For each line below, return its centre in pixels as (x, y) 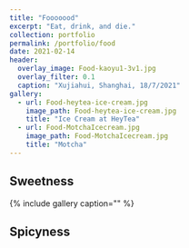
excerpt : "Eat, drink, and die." (73, 26)
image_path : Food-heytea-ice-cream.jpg (101, 111)
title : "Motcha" (57, 144)
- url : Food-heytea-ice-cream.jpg (83, 102)
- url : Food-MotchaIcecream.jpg (79, 128)
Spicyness (40, 231)
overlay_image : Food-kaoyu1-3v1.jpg (87, 69)
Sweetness (42, 181)
